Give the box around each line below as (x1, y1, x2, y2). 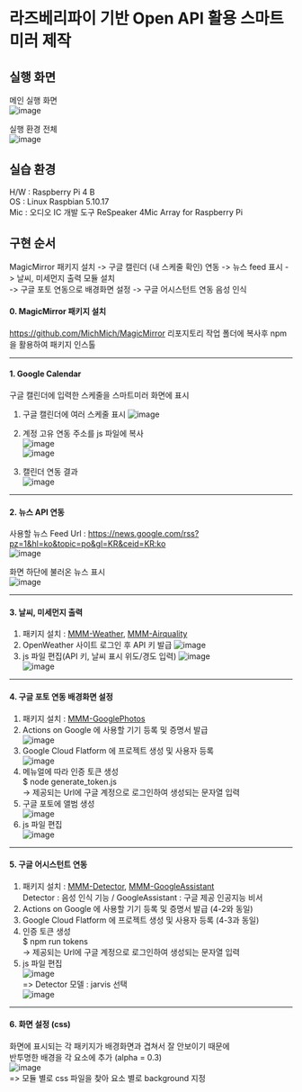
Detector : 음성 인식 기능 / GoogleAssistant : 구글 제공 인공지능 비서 (22, 892, 263, 903)
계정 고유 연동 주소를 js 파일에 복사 (22, 429, 144, 439)
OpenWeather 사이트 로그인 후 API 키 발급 (22, 640, 173, 651)
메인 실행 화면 (9, 95, 58, 105)
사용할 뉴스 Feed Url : (9, 528, 87, 539)
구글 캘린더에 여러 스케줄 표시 (22, 409, 126, 420)
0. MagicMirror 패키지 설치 (9, 306, 106, 317)
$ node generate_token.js (22, 776, 117, 787)
